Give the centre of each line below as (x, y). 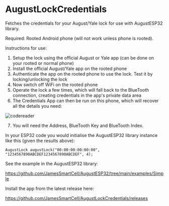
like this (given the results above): (40, 141)
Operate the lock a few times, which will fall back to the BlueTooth (81, 90)
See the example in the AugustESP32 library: (52, 163)
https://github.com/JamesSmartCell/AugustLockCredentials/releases (77, 198)
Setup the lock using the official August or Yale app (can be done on (83, 58)
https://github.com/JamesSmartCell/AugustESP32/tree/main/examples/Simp (84, 173)
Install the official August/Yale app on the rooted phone (70, 68)
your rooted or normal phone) (43, 63)
